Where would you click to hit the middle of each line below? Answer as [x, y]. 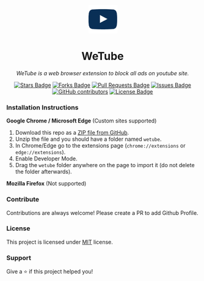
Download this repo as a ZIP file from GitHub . [72, 133]
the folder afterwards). [43, 172]
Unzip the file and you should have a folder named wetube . [88, 139]
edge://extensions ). [40, 152]
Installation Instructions [42, 107]
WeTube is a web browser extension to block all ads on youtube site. [103, 73]
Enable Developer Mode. [46, 159]
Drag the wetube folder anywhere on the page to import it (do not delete [105, 165]
